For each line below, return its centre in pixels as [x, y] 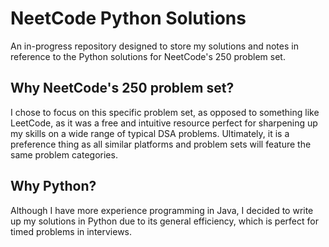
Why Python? [53, 186]
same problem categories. [64, 154]
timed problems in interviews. [71, 231]
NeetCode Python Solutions [128, 18]
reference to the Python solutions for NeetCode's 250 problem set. [148, 56]
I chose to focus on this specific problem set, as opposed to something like [165, 112]
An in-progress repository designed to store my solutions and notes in [154, 46]
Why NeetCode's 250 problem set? [122, 88]
